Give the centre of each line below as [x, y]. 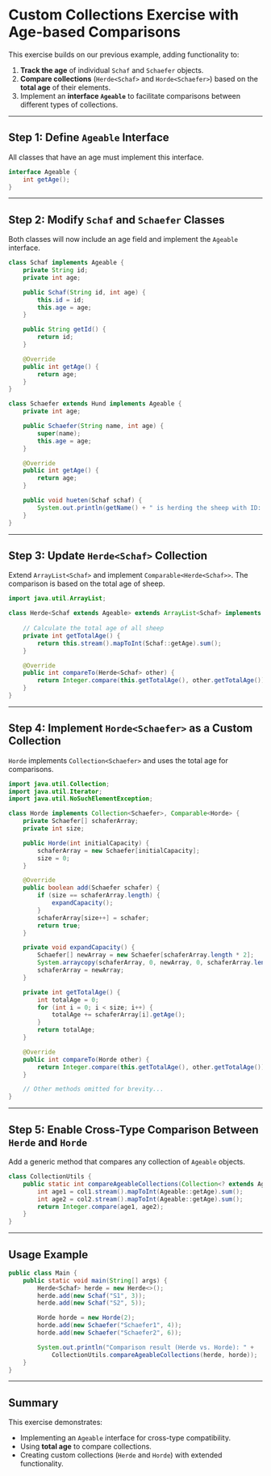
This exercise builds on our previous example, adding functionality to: [124, 54]
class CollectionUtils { [50, 1177]
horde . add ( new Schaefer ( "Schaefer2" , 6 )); [110, 1333]
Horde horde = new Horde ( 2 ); [86, 1318]
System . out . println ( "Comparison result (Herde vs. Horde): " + [146, 1347]
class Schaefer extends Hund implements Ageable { [95, 404]
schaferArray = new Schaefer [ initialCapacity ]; [119, 850]
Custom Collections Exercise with [124, 15]
